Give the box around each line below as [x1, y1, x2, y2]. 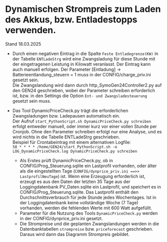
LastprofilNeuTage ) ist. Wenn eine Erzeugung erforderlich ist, [19, 173, 146, 179]
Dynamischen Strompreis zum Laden [5, 3, 161, 15]
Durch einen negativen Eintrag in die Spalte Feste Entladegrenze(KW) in [12, 51, 159, 57]
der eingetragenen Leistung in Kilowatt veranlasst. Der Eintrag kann [12, 61, 151, 67]
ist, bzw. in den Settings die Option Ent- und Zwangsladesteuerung [12, 93, 148, 99]
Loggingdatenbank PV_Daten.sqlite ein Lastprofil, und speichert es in [19, 183, 162, 189]
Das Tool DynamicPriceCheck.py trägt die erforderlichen [12, 108, 128, 114]
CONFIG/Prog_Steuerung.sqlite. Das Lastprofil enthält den [19, 189, 139, 195]
